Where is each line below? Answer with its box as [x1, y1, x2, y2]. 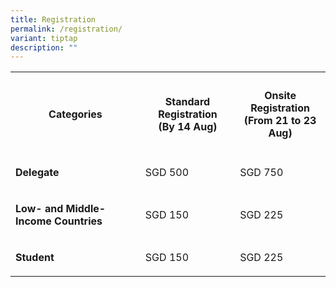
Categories [48, 107, 103, 121]
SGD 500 [144, 165, 190, 179]
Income [15, 214, 52, 228]
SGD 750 [239, 165, 284, 179]
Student [15, 250, 55, 264]
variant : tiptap [10, 33, 78, 43]
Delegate [15, 165, 60, 179]
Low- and [15, 201, 64, 215]
